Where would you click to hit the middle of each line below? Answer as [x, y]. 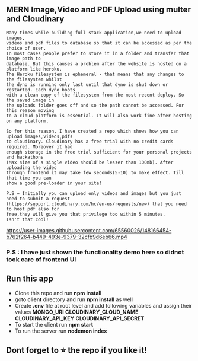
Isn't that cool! [28, 219]
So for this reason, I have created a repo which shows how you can [92, 131]
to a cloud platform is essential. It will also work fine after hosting [99, 116]
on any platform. [28, 121]
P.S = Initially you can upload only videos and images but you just [94, 193]
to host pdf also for [33, 209]
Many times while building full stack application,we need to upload [94, 33]
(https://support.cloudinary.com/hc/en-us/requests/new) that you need [96, 204]
